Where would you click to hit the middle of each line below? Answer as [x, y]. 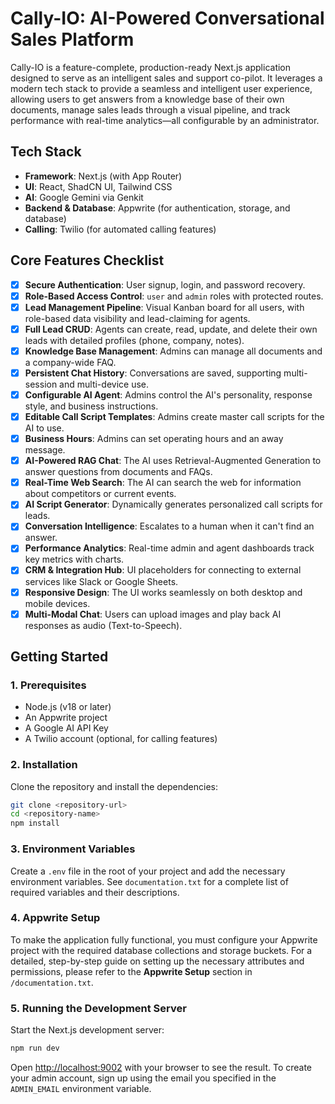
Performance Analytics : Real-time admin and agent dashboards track [169, 548]
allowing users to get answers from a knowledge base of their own [147, 99]
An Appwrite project [66, 718]
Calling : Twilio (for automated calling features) [120, 229]
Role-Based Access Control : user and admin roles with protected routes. [174, 296]
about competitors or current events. [100, 494]
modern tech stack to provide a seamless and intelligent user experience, [161, 88]
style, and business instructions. [91, 406]
